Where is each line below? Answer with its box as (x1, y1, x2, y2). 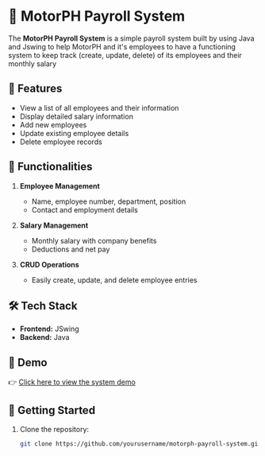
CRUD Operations (19, 259, 79, 269)
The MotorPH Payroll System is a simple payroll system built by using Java (8, 33, 255, 43)
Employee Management (19, 181, 101, 190)
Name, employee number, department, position (31, 197, 186, 206)
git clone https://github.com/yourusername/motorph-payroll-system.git (19, 440, 262, 448)
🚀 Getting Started (8, 403, 96, 417)
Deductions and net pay (31, 244, 110, 254)
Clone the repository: (19, 425, 90, 434)
